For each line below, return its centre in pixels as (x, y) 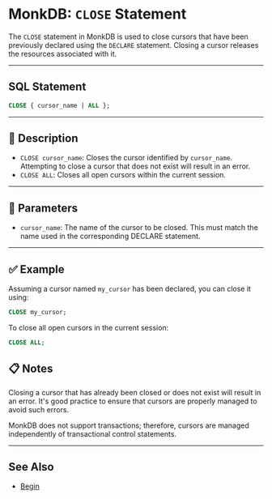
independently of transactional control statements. (92, 433)
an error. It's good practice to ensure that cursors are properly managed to (133, 401)
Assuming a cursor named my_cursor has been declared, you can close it (130, 289)
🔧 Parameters (43, 208)
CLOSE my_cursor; (38, 313)
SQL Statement (47, 87)
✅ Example (36, 269)
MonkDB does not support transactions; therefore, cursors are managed (129, 425)
